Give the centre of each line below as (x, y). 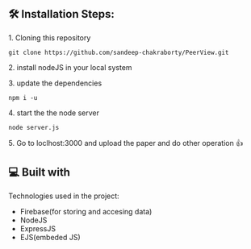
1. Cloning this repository (50, 37)
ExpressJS (38, 228)
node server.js (34, 127)
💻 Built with (40, 172)
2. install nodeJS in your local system (70, 67)
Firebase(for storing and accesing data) (86, 211)
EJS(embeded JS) (50, 237)
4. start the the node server (54, 113)
